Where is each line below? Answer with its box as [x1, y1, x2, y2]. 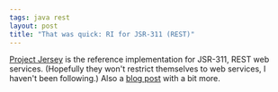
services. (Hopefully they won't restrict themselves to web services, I [9, 63, 266, 74]
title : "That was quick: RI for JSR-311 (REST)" [9, 29, 195, 38]
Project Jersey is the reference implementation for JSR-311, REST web [9, 54, 270, 65]
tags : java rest [9, 13, 70, 22]
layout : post [9, 21, 58, 30]
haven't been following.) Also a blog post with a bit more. [9, 73, 220, 84]
